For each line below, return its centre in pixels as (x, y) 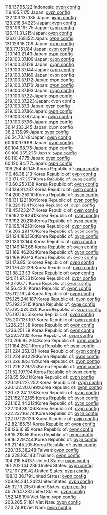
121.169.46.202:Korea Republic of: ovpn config (52, 252)
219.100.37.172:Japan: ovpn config (40, 80)
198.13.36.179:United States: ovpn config (46, 476)
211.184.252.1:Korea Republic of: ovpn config (50, 346)
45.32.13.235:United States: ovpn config (46, 487)
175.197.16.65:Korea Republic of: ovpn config (50, 314)
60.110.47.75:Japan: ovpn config (38, 158)
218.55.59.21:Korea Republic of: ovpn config (50, 377)
